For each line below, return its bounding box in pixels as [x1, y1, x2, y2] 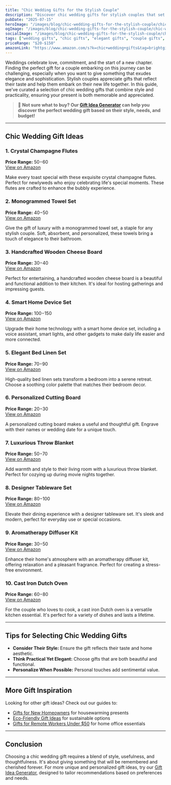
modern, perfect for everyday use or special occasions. [5, 516, 122, 522]
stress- [146, 561, 161, 567]
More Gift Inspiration [5, 686, 72, 695]
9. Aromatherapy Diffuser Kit [5, 529, 78, 536]
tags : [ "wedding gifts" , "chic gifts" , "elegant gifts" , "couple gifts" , [5, 36, 165, 41]
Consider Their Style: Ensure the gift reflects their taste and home [12, 645, 153, 651]
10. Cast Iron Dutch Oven [5, 580, 68, 587]
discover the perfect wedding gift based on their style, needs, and [17, 107, 161, 113]
